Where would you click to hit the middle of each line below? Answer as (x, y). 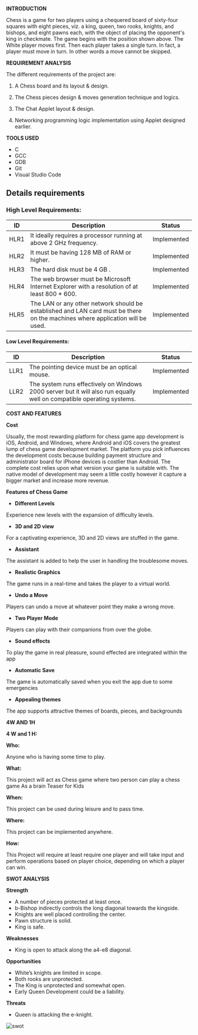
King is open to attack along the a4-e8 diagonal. (73, 950)
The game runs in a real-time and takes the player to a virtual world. (88, 583)
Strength (17, 890)
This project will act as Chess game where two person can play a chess (93, 779)
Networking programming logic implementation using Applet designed (100, 120)
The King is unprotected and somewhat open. (70, 985)
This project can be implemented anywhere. (60, 831)
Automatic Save (34, 670)
